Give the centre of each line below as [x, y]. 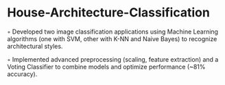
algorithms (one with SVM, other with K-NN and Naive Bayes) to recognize [112, 38]
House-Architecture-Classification [109, 13]
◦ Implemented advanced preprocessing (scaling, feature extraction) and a [113, 59]
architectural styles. [35, 46]
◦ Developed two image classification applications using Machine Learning [113, 32]
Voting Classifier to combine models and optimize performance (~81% [106, 66]
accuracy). [22, 74]
